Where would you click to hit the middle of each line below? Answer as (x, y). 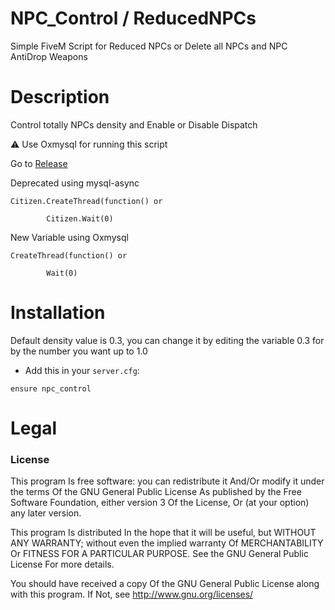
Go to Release (39, 163)
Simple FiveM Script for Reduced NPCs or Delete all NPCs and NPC (149, 46)
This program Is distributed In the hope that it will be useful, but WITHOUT (163, 533)
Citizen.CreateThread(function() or (86, 201)
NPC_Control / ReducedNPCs (133, 18)
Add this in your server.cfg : (82, 370)
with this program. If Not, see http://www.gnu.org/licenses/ (132, 594)
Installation (58, 313)
